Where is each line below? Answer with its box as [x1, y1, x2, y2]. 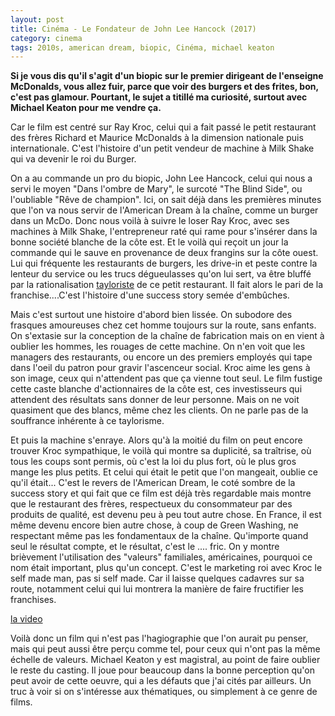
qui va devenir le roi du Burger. [10, 153, 137, 165]
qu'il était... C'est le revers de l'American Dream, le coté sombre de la [10, 477, 296, 489]
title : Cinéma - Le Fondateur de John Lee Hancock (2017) [10, 24, 257, 34]
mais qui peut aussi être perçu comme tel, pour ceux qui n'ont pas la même [10, 643, 321, 655]
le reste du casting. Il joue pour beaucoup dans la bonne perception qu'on [10, 664, 315, 676]
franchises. [10, 594, 57, 606]
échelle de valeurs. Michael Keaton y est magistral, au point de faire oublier [10, 654, 321, 666]
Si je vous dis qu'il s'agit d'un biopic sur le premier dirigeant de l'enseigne [10, 70, 324, 82]
